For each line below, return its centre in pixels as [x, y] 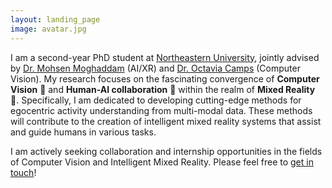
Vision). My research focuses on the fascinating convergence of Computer [165, 78]
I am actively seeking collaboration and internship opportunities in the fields [166, 151]
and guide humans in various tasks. [83, 132]
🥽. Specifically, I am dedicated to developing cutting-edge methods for [156, 100]
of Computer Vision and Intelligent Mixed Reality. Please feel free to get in [162, 162]
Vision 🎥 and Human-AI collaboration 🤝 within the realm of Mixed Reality [163, 89]
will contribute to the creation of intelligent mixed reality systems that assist [166, 121]
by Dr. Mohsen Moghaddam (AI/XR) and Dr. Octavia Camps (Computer [155, 68]
